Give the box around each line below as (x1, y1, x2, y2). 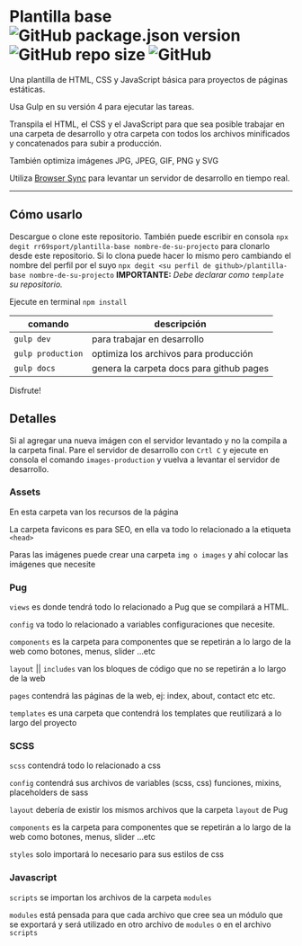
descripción (154, 317, 207, 330)
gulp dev (13, 334, 51, 344)
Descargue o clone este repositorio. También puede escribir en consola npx (9, 231, 289, 242)
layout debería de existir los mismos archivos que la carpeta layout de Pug (9, 805, 289, 816)
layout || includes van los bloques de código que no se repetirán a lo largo (9, 664, 287, 674)
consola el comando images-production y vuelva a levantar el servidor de (9, 454, 280, 465)
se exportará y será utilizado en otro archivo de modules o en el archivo (9, 919, 271, 930)
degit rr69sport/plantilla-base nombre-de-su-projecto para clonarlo (9, 240, 271, 251)
